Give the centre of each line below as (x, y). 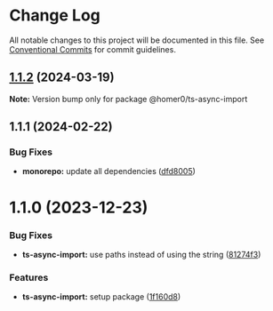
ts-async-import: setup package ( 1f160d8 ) (101, 297)
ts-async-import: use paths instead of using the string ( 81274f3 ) (141, 254)
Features (29, 277)
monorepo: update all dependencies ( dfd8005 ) (108, 171)
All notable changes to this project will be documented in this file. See (137, 40)
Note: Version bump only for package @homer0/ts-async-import (128, 99)
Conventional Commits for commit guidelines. (92, 49)
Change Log (55, 16)
